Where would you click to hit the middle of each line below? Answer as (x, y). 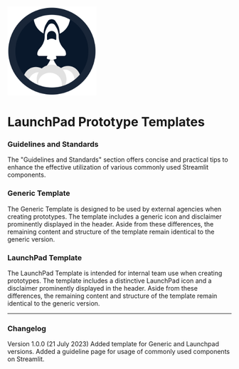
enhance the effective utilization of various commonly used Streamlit (108, 167)
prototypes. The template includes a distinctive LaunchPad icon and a (110, 281)
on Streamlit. (26, 359)
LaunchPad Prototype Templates (106, 122)
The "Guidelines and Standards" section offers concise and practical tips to (118, 160)
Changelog (27, 328)
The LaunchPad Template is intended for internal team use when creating (115, 274)
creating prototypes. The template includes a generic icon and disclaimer (115, 217)
